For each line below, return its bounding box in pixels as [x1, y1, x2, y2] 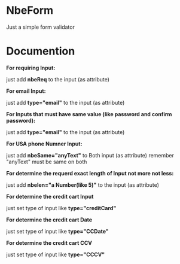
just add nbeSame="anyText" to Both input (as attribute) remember [6, 151, 175, 159]
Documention [6, 44, 75, 58]
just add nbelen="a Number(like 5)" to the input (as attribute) [6, 181, 160, 189]
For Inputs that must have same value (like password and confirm [6, 110, 172, 117]
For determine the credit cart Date [6, 216, 93, 223]
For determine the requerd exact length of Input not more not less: [6, 169, 174, 177]
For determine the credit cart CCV [6, 239, 93, 246]
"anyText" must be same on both [6, 158, 87, 165]
